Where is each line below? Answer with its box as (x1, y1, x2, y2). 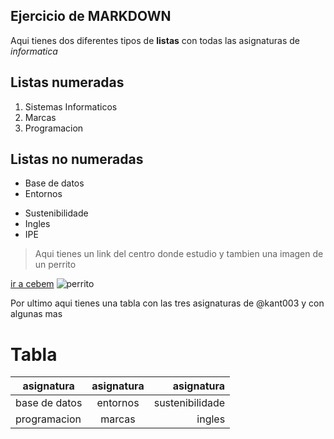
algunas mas (10, 308, 63, 320)
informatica (10, 45, 58, 57)
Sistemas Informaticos (24, 100, 118, 113)
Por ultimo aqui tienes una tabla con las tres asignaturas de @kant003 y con (10, 297, 325, 309)
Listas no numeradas (10, 151, 144, 168)
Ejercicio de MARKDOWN (10, 8, 172, 25)
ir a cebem (10, 278, 55, 290)
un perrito (34, 259, 77, 271)
